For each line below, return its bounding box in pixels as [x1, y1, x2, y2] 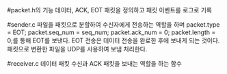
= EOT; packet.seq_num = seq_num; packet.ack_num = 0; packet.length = [7, 28, 216, 36]
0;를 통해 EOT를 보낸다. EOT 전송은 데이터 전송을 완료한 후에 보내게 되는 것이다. [7, 36, 220, 45]
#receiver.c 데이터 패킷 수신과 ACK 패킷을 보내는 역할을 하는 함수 [7, 60, 183, 67]
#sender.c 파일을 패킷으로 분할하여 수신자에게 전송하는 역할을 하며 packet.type [7, 21, 220, 29]
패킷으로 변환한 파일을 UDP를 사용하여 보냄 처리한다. [7, 45, 148, 53]
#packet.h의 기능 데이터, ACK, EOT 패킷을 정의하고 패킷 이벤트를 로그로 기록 [7, 6, 212, 14]
